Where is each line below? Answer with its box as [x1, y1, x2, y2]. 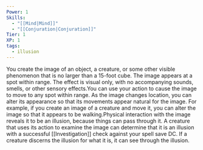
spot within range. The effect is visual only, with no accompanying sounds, [6, 78, 193, 85]
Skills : [6, 15, 26, 21]
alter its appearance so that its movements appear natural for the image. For [6, 98, 197, 105]
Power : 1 [6, 9, 29, 15]
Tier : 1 [6, 32, 26, 38]
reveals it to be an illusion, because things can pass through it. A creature [6, 117, 190, 124]
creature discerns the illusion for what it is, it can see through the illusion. [6, 137, 190, 144]
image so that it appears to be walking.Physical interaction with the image [6, 110, 191, 118]
